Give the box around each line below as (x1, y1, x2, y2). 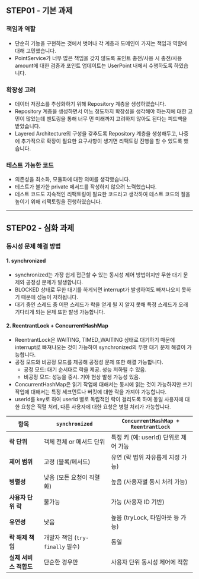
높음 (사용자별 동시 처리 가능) (111, 478, 188, 486)
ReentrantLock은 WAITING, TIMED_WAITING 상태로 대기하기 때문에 (14, 336, 175, 343)
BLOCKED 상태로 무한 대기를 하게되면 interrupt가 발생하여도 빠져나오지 (14, 286, 181, 293)
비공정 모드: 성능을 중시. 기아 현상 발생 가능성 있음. (23, 373, 140, 380)
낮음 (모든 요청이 (43, 473, 88, 482)
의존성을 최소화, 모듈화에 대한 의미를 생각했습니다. (14, 176, 130, 183)
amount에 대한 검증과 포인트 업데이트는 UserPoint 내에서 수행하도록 (14, 62, 173, 69)
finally (43, 543, 65, 550)
